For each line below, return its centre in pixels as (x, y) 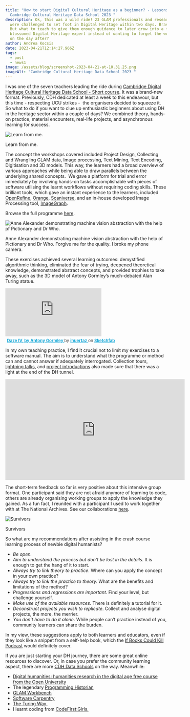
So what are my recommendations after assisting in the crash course (78, 539)
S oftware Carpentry (34, 698)
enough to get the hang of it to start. (51, 565)
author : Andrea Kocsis (29, 44)
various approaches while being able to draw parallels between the (76, 171)
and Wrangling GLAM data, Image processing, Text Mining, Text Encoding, (84, 160)
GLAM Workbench (32, 693)
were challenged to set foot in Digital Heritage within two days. (83, 24)
